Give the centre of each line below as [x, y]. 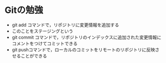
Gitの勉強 [24, 10]
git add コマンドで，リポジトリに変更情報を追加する [65, 25]
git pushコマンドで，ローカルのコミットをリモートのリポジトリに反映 [83, 50]
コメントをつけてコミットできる [45, 43]
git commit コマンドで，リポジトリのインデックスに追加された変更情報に [86, 37]
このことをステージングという [42, 31]
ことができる [34, 56]
